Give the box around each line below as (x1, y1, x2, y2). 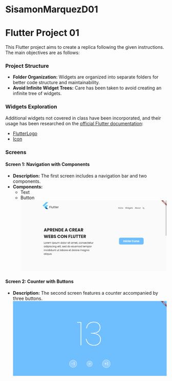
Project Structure (5, 63, 49, 70)
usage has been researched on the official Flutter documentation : (5, 120, 143, 126)
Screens (5, 148, 27, 156)
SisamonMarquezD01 (5, 4, 98, 15)
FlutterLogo (12, 130, 37, 137)
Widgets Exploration (5, 103, 57, 110)
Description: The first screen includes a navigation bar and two (12, 173, 147, 179)
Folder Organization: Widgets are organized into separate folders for (12, 74, 159, 80)
